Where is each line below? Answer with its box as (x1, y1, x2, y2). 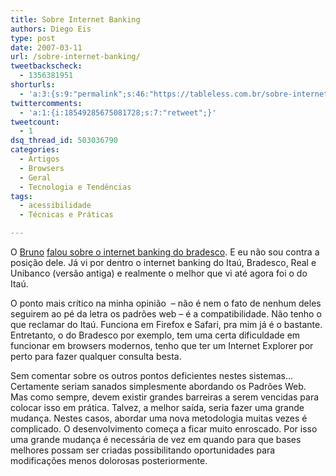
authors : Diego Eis (10, 24, 92, 34)
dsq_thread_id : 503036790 (10, 136, 118, 146)
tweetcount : (10, 117, 60, 127)
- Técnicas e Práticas (19, 210, 114, 220)
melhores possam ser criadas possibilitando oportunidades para (10, 444, 276, 456)
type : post (10, 33, 56, 43)
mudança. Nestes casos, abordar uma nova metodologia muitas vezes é (10, 412, 308, 424)
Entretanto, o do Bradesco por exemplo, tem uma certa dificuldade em (10, 329, 301, 341)
